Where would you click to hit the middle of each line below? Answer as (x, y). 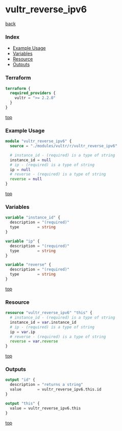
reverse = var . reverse (34, 341)
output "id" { (20, 380)
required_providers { (33, 93)
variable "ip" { (22, 241)
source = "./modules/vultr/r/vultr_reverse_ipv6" (64, 146)
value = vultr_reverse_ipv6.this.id (56, 389)
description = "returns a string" (46, 385)
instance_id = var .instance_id (43, 322)
